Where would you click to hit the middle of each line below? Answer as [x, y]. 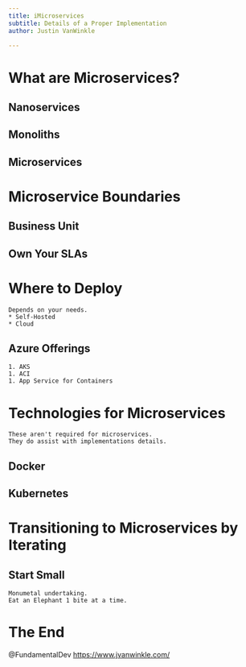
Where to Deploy [66, 288]
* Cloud [21, 324]
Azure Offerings [49, 348]
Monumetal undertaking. [48, 594]
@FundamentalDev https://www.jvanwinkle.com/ [89, 655]
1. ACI [19, 374]
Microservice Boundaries [94, 196]
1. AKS [19, 367]
